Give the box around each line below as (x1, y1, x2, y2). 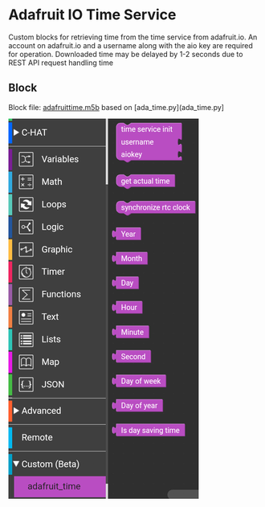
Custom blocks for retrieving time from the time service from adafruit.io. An (8, 32, 258, 42)
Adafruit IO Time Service (8, 6, 177, 24)
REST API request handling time (8, 58, 114, 67)
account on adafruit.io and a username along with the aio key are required (8, 40, 253, 50)
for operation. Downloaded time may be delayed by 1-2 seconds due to (8, 49, 243, 59)
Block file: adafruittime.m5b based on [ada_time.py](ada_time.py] (8, 102, 225, 112)
